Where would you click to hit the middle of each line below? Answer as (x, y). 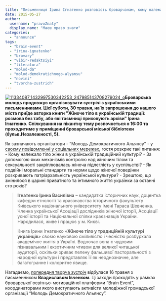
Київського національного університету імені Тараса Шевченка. (85, 206)
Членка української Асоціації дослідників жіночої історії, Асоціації (87, 211)
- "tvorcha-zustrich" (32, 83)
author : (13, 19)
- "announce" (23, 38)
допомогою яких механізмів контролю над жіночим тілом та (69, 159)
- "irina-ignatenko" (31, 51)
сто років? (16, 185)
